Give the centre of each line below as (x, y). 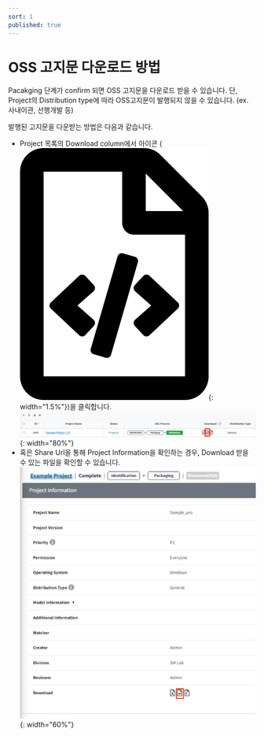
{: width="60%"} (47, 725)
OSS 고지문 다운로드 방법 (84, 67)
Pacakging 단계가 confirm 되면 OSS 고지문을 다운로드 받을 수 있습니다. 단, (123, 91)
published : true (35, 25)
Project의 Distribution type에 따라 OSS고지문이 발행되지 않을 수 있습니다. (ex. (128, 100)
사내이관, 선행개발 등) (41, 110)
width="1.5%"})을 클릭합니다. (66, 407)
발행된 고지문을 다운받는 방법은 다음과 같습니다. (81, 127)
